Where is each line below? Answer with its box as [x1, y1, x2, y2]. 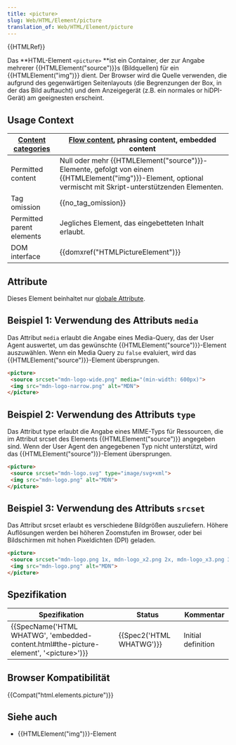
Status [136, 610, 159, 620]
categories [13, 144, 51, 154]
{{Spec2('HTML [118, 630, 171, 640]
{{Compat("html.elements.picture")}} [7, 691, 114, 699]
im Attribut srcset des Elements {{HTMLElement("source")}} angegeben [7, 434, 216, 444]
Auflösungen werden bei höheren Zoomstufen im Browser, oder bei [7, 529, 202, 537]
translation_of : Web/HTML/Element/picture [7, 23, 133, 30]
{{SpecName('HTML [11, 621, 79, 631]
